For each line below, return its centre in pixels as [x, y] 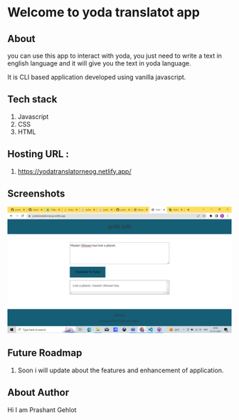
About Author [38, 393]
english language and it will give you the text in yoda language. [100, 63]
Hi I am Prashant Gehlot [42, 409]
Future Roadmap [45, 353]
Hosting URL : [38, 154]
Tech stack [32, 99]
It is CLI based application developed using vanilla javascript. [97, 77]
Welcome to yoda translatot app [104, 12]
